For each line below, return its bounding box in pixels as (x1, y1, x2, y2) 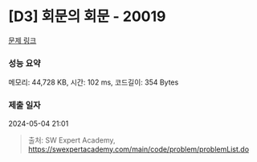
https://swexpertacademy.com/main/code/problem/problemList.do (27, 144, 250, 154)
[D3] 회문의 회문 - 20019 (8, 7, 166, 26)
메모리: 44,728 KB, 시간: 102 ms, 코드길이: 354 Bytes (8, 77, 179, 87)
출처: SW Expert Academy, (27, 135, 116, 145)
